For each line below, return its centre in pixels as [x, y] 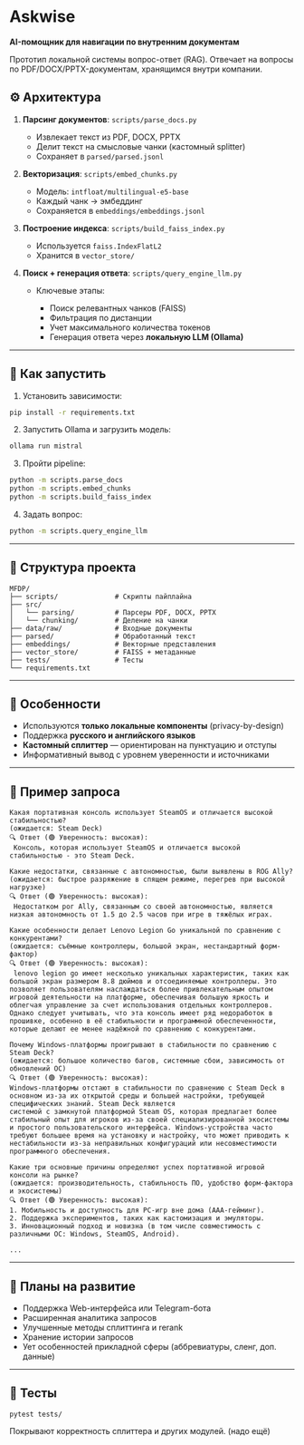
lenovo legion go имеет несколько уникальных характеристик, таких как [151, 974]
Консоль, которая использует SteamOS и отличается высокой [127, 848]
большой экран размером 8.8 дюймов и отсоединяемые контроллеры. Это [143, 982]
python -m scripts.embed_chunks [70, 489]
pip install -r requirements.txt [72, 412]
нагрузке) [28, 887]
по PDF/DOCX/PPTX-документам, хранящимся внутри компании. [136, 69]
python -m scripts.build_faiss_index [81, 497]
